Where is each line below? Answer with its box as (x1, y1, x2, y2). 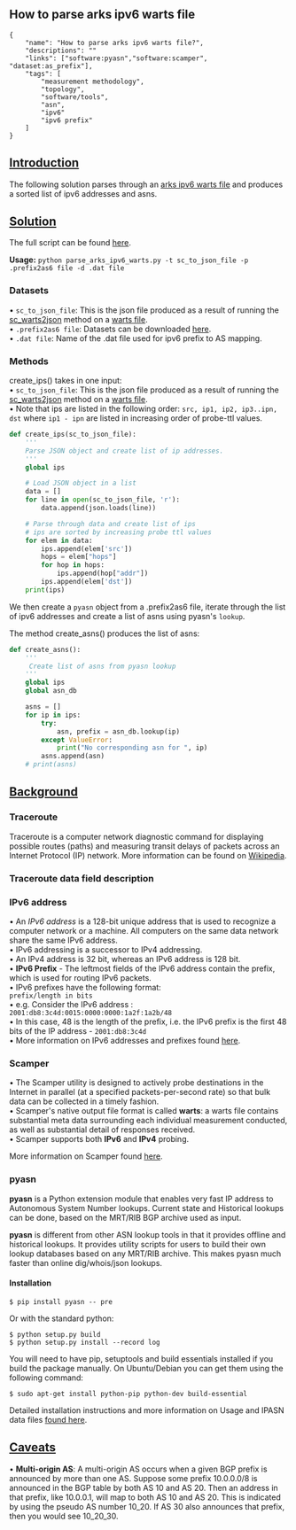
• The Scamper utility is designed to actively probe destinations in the (9, 1077, 264, 1088)
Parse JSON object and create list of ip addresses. (25, 447, 224, 455)
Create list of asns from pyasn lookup (28, 662, 176, 671)
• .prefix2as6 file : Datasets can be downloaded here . (9, 323, 212, 334)
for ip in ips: (25, 711, 82, 719)
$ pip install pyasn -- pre (9, 1297, 113, 1306)
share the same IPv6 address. (9, 935, 118, 945)
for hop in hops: (41, 561, 105, 570)
